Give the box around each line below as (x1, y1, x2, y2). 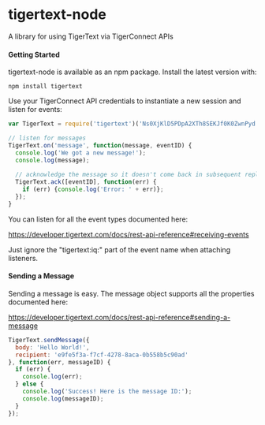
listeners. (8, 253, 38, 263)
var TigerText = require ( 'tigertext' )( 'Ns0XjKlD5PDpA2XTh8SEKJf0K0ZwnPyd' (8, 120, 259, 128)
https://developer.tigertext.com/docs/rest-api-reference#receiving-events (8, 229, 250, 239)
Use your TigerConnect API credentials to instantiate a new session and (8, 96, 242, 106)
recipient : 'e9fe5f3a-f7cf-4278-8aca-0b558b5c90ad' (15, 351, 189, 359)
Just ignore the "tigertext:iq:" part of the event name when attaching (8, 244, 231, 254)
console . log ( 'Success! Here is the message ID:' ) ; (22, 388, 192, 396)
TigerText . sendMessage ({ (8, 336, 90, 344)
